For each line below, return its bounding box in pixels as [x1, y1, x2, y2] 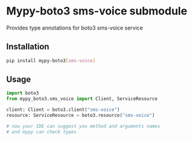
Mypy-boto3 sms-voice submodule [6, 4, 188, 18]
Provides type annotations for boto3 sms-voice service [6, 24, 144, 31]
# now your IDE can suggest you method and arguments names [6, 123, 161, 129]
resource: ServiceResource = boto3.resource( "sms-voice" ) [6, 113, 155, 119]
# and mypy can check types [6, 128, 77, 135]
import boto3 [6, 90, 39, 96]
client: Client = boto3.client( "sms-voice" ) [6, 107, 120, 113]
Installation [6, 42, 49, 52]
